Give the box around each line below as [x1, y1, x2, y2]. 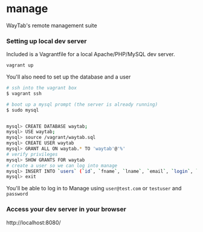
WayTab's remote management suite [6, 22, 98, 29]
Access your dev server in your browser [6, 205, 127, 213]
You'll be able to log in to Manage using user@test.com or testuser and [6, 185, 182, 192]
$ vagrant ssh [6, 90, 42, 97]
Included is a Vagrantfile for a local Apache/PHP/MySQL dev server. [6, 51, 175, 58]
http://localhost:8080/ [6, 219, 62, 226]
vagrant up [6, 62, 34, 68]
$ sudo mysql [6, 107, 39, 113]
